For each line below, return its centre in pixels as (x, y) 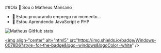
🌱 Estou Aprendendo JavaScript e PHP (51, 22)
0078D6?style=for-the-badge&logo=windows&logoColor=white (69, 45)
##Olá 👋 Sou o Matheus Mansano (39, 7)
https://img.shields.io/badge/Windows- (117, 40)
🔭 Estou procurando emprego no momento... (56, 16)
